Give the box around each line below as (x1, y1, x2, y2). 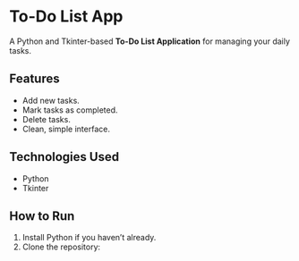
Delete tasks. (21, 114, 72, 124)
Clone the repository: (21, 241, 101, 252)
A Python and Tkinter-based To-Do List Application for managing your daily (9, 36, 291, 46)
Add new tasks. (21, 95, 81, 105)
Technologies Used (9, 149, 119, 164)
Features (9, 72, 60, 87)
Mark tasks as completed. (21, 105, 118, 115)
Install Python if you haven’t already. (21, 232, 157, 243)
